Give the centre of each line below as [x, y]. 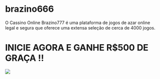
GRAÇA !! [25, 58]
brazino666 [30, 9]
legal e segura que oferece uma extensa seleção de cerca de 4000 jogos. [80, 27]
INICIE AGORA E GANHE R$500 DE [77, 48]
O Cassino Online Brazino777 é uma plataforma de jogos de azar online [78, 23]
